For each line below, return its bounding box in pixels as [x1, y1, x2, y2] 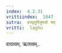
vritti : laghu [6, 24, 43, 31]
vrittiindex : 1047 [6, 14, 54, 20]
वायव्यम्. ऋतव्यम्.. [6, 41, 40, 48]
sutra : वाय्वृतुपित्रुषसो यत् [6, 19, 56, 25]
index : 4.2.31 [6, 8, 43, 15]
